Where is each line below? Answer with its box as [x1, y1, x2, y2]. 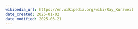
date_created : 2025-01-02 [5, 12, 59, 17]
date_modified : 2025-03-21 [5, 16, 62, 21]
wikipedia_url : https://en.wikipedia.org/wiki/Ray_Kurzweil [5, 7, 134, 12]
